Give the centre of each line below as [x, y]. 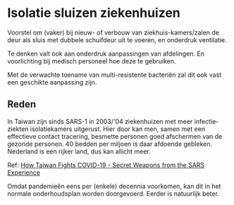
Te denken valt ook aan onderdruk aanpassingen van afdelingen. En [106, 54]
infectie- [207, 121]
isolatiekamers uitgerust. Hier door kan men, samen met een [118, 129]
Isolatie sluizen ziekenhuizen [94, 13]
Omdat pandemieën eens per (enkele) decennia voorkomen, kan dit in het [114, 186]
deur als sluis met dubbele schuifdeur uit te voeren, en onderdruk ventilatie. [117, 39]
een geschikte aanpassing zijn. [52, 82]
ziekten [18, 129]
